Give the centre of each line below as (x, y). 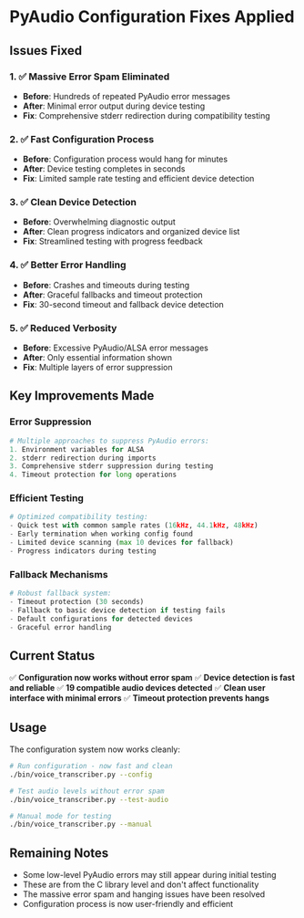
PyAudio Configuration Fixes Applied (152, 17)
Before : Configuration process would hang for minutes (125, 159)
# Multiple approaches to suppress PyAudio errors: (109, 441)
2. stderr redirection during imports (83, 458)
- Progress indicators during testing (83, 551)
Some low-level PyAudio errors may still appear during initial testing (149, 875)
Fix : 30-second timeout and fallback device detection (123, 304)
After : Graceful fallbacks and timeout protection (112, 295)
